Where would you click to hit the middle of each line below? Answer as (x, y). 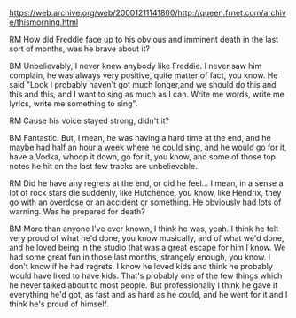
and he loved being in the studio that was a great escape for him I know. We (148, 248)
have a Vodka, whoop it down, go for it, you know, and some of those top (143, 157)
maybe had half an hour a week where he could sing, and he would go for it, (148, 147)
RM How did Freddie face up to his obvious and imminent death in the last (144, 39)
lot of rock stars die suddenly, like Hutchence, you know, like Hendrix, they (145, 193)
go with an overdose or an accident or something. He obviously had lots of (145, 202)
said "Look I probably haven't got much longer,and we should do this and (143, 85)
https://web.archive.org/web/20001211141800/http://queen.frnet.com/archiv (148, 13)
